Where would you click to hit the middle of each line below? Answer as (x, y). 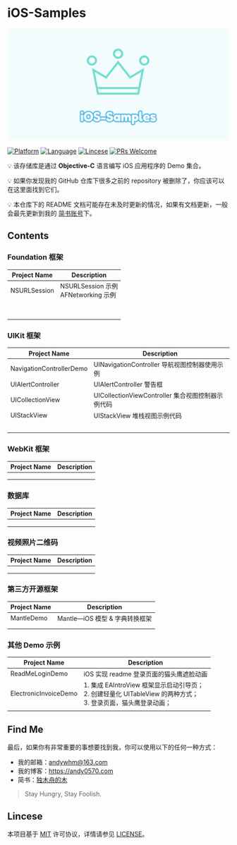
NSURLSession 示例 (89, 286)
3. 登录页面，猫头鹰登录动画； (127, 703)
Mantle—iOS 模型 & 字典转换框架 (105, 618)
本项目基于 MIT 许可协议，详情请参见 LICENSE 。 (78, 834)
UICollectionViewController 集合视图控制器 (155, 396)
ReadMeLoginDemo (39, 674)
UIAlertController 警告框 (128, 384)
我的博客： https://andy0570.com (65, 771)
